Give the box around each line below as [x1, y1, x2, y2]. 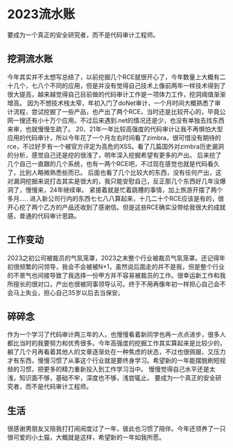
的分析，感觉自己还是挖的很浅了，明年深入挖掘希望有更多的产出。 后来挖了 [7, 151, 222, 159]
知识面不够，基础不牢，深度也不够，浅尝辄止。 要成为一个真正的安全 [19, 374, 216, 382]
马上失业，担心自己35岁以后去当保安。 [12, 288, 124, 297]
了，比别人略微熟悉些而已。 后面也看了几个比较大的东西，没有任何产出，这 [7, 168, 222, 176]
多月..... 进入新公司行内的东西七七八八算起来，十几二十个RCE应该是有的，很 [7, 194, 224, 202]
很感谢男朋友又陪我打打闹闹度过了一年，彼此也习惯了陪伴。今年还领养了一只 [7, 424, 226, 433]
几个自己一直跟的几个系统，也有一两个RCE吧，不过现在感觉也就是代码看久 [7, 159, 220, 167]
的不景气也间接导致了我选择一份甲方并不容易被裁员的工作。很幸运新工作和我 [7, 271, 226, 279]
